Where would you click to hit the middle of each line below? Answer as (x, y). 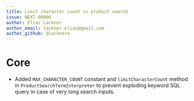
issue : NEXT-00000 (29, 17)
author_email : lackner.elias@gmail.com (55, 28)
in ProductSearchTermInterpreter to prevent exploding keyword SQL (98, 86)
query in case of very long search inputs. (65, 92)
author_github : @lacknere (38, 34)
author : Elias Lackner (34, 22)
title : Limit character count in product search (67, 12)
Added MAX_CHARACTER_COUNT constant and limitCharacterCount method (101, 79)
